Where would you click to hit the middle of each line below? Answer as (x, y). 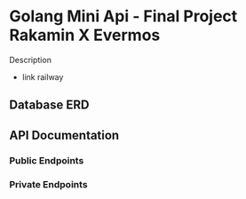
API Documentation (64, 135)
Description (30, 60)
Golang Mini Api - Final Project (123, 16)
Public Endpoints (47, 160)
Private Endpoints (48, 184)
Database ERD (49, 105)
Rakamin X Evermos (85, 35)
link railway (43, 76)
